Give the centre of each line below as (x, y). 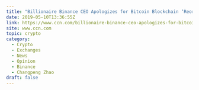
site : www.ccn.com (29, 28)
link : (13, 22)
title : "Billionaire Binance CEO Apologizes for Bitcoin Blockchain (92, 12)
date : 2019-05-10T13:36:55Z (41, 17)
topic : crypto (24, 34)
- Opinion (23, 61)
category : (18, 39)
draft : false (22, 78)
